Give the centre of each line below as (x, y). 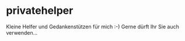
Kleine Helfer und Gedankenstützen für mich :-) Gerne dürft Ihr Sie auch (92, 27)
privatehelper (40, 11)
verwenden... (22, 32)
